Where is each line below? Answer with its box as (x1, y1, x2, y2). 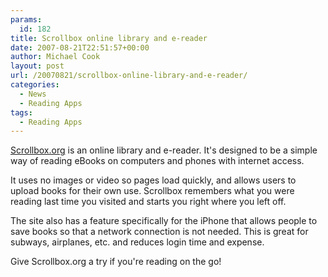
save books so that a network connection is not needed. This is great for (10, 226, 309, 238)
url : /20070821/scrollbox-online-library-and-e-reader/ (10, 71, 248, 81)
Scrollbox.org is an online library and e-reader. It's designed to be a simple (10, 144, 318, 156)
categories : (10, 80, 60, 90)
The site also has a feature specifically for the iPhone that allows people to (10, 215, 318, 227)
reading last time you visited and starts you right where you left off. (10, 196, 287, 208)
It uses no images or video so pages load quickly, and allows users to (10, 174, 297, 186)
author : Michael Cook (10, 52, 101, 62)
